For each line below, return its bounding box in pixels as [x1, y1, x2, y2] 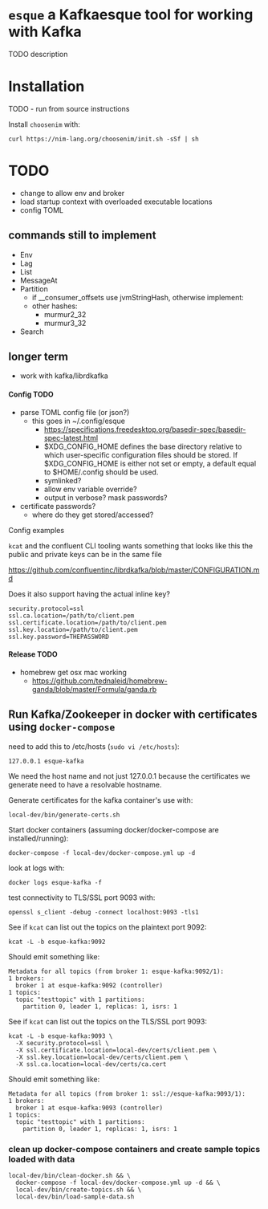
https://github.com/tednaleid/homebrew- [31, 676, 168, 686]
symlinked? [43, 475, 82, 485]
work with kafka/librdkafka [19, 371, 108, 381]
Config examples [8, 525, 65, 535]
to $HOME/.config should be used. [43, 467, 159, 477]
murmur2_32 [43, 309, 87, 319]
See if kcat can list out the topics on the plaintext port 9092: [8, 922, 207, 932]
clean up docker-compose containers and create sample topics [8, 1143, 261, 1154]
